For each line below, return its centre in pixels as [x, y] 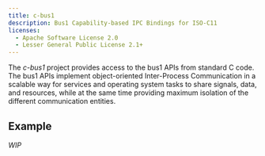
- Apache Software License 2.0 [67, 38]
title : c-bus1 [32, 15]
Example [30, 126]
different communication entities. [62, 101]
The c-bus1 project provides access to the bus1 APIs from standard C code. [131, 67]
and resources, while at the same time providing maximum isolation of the [129, 93]
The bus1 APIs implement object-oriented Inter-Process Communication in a [132, 76]
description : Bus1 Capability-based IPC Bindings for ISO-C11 [113, 23]
